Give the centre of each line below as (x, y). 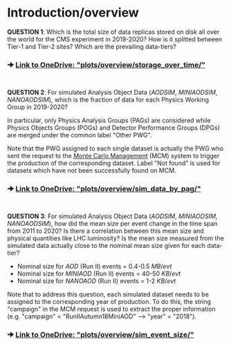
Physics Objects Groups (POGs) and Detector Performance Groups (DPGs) (113, 128)
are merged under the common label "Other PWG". (80, 135)
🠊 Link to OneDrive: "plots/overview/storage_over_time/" (107, 65)
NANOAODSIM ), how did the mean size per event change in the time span (112, 224)
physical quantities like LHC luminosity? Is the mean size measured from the (116, 238)
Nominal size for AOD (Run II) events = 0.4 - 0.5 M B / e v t (94, 267)
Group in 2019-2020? (37, 107)
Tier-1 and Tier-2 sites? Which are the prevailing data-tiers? (92, 46)
